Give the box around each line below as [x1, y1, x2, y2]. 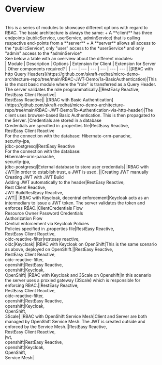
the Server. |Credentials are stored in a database [5, 117, 102, 123]
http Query [5, 71, 27, 77]
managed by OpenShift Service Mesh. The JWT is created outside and [5, 318, 146, 324]
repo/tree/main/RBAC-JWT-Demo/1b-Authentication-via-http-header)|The [5, 107, 153, 113]
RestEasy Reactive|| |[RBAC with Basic [5, 97, 82, 102]
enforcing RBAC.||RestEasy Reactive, [5, 282, 79, 288]
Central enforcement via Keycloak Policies [5, 220, 89, 226]
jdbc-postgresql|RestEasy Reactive [5, 143, 75, 149]
